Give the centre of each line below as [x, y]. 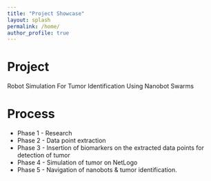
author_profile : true [38, 33]
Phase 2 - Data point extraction [61, 141]
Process [31, 114]
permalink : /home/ [33, 26]
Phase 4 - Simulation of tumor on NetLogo [77, 162]
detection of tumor [44, 155]
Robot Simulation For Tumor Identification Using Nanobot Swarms [101, 86]
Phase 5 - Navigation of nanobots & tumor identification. [97, 170]
